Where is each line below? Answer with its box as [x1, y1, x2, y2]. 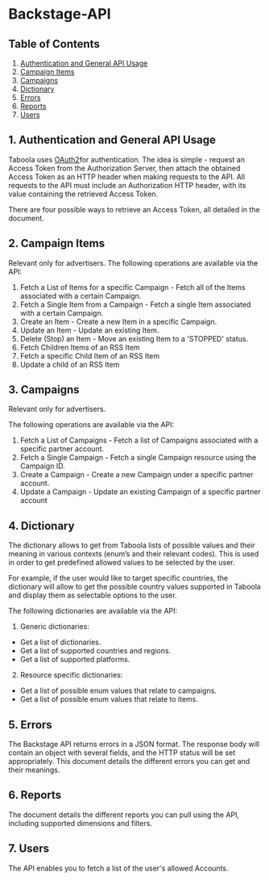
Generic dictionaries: [19, 622, 90, 631]
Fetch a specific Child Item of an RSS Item [19, 350, 160, 360]
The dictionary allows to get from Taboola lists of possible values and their [8, 540, 255, 550]
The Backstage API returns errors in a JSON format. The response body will [8, 740, 260, 749]
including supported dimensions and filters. [8, 818, 153, 828]
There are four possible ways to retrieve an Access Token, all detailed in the [8, 204, 260, 214]
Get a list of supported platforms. [19, 655, 130, 665]
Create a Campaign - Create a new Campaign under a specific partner [19, 470, 254, 480]
